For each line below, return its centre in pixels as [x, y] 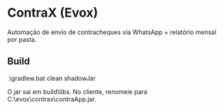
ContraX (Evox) [53, 13]
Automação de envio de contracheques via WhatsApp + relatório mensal [112, 32]
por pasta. [22, 39]
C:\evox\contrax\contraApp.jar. [52, 99]
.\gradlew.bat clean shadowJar [52, 78]
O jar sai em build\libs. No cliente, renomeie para [78, 91]
